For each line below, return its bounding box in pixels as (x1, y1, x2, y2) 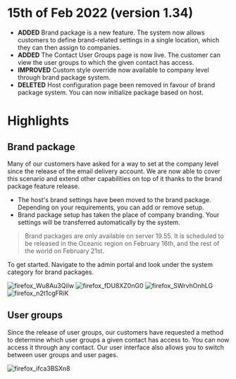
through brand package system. (17, 73, 111, 82)
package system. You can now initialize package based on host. (17, 88, 204, 97)
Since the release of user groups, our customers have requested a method (7, 328, 224, 336)
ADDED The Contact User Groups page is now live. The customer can (17, 51, 221, 59)
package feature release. (7, 182, 80, 190)
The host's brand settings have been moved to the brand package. (17, 195, 211, 204)
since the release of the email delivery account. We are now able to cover (7, 167, 221, 175)
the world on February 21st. (24, 247, 104, 255)
